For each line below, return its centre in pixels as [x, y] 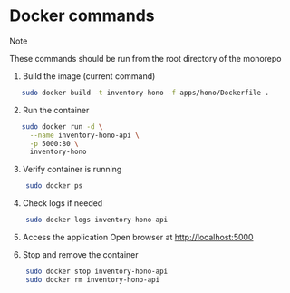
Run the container [56, 110]
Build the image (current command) [89, 76]
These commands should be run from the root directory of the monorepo [145, 58]
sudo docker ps [54, 186]
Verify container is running [72, 170]
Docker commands [82, 16]
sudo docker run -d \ [62, 127]
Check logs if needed [63, 203]
